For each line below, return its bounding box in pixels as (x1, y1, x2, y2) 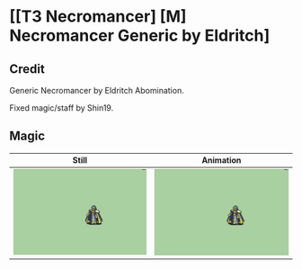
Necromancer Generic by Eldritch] (9, 25, 271, 46)
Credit (9, 61, 45, 76)
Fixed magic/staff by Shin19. (9, 103, 114, 113)
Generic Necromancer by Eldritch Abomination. (9, 85, 184, 95)
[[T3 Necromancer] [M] (9, 6, 187, 27)
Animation (201, 155, 242, 166)
